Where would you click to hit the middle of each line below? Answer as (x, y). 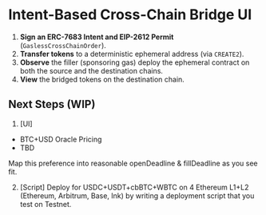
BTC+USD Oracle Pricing (61, 139)
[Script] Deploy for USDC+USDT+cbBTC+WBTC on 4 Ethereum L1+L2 (134, 187)
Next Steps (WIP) (52, 104)
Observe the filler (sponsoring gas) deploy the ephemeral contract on (135, 62)
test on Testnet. (46, 204)
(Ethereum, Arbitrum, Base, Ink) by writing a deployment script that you (137, 195)
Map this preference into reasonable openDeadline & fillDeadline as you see (133, 163)
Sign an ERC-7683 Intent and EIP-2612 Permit (97, 37)
